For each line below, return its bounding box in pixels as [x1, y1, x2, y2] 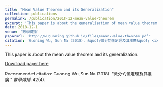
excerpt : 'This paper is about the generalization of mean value [5, 20, 140, 25]
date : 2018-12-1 [5, 25, 38, 30]
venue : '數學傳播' [5, 29, 40, 34]
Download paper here [5, 61, 49, 66]
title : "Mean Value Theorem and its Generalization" [5, 7, 114, 12]
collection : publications [5, 12, 57, 16]
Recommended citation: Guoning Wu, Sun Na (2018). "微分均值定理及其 [5, 71, 148, 76]
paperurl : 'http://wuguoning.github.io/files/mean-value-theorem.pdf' [5, 34, 151, 39]
